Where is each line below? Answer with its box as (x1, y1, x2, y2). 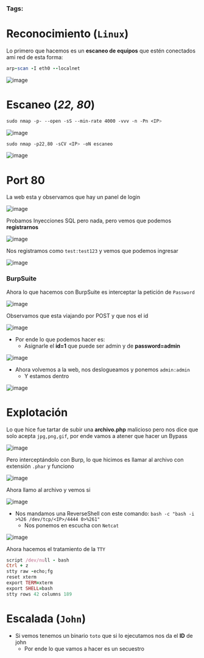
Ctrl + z (6, 563, 29, 569)
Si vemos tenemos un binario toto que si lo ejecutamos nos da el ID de (15, 632, 193, 639)
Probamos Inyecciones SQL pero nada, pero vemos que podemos (6, 217, 172, 224)
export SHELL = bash (6, 585, 53, 591)
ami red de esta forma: (6, 53, 63, 60)
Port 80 (6, 173, 46, 187)
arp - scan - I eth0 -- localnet (6, 65, 80, 71)
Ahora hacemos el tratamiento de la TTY (6, 545, 105, 552)
